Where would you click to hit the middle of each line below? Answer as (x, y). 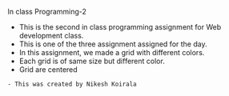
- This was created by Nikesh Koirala (72, 84)
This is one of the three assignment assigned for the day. (113, 44)
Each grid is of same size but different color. (92, 61)
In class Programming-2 (47, 12)
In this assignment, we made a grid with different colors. (112, 52)
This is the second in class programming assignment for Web (120, 27)
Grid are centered (48, 70)
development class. (51, 36)
